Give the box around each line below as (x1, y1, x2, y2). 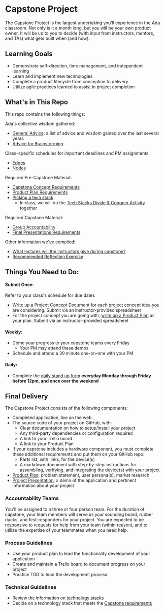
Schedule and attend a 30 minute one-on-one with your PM (12, 351, 133, 356)
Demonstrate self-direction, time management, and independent (12, 63, 143, 68)
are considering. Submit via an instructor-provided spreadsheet (12, 307, 141, 313)
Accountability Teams (5, 495, 59, 502)
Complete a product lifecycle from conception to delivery (12, 78, 129, 84)
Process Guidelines (5, 539, 53, 546)
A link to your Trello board (19, 436, 72, 442)
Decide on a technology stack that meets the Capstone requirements (12, 600, 152, 606)
